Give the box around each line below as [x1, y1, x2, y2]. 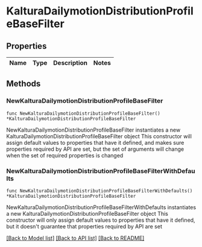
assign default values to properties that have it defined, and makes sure [6, 139, 185, 146]
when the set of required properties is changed [6, 151, 124, 159]
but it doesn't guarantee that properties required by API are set [6, 222, 163, 230]
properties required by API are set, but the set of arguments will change [6, 145, 185, 153]
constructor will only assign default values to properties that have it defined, [6, 216, 195, 224]
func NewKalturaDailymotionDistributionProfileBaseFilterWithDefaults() [6, 188, 193, 194]
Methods [6, 79, 41, 89]
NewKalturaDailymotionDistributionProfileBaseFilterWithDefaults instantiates [6, 203, 197, 211]
